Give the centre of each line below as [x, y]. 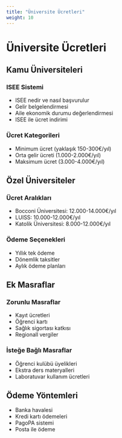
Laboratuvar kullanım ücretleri [52, 376]
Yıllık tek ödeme [35, 253]
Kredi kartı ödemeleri [41, 417]
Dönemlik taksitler [37, 259]
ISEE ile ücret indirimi [41, 120]
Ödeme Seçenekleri [36, 240]
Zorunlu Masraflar [34, 302]
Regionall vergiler [37, 335]
